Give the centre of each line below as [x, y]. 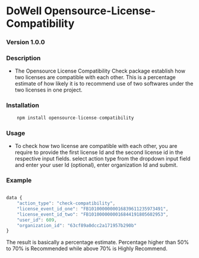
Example [19, 180]
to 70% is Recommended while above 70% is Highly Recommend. [87, 248]
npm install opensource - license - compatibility [75, 118]
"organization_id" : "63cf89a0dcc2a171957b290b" [77, 225]
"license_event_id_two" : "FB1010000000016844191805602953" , [93, 214]
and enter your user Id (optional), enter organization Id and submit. [96, 165]
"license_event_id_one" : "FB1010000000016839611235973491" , [93, 209]
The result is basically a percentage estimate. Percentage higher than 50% [97, 243]
